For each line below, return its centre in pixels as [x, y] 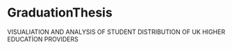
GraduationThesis [60, 13]
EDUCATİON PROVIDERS [43, 39]
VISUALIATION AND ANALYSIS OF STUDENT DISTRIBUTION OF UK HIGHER [116, 32]
